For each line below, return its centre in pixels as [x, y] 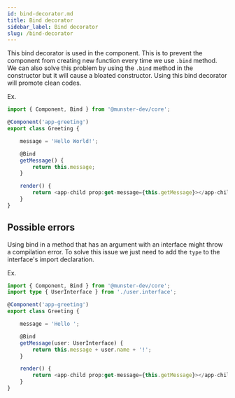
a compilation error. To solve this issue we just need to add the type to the [114, 252]
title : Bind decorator [40, 20]
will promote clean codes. [44, 83]
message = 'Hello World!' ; [59, 141]
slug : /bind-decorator [40, 33]
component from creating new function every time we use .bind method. [112, 61]
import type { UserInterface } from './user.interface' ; [92, 292]
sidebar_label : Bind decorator [53, 27]
